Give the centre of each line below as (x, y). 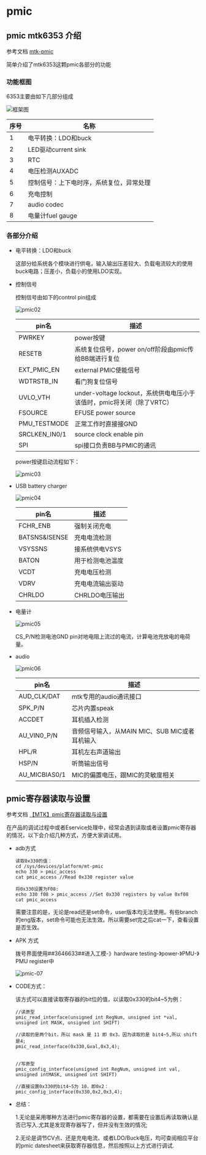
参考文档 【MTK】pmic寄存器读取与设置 (57, 814)
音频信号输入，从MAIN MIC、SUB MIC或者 (133, 731)
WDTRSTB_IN (38, 381)
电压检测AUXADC (53, 171)
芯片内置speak (93, 708)
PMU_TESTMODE (44, 424)
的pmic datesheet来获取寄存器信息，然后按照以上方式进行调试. (95, 1146)
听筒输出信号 (90, 763)
